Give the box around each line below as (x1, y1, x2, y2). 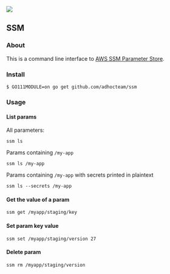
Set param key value (6, 222, 59, 229)
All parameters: (6, 126, 44, 134)
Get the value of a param (6, 196, 70, 203)
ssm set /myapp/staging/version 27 (6, 236, 97, 242)
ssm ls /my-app (6, 161, 45, 167)
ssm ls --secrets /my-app (6, 183, 72, 190)
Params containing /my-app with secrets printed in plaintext (6, 171, 154, 179)
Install (6, 70, 25, 78)
